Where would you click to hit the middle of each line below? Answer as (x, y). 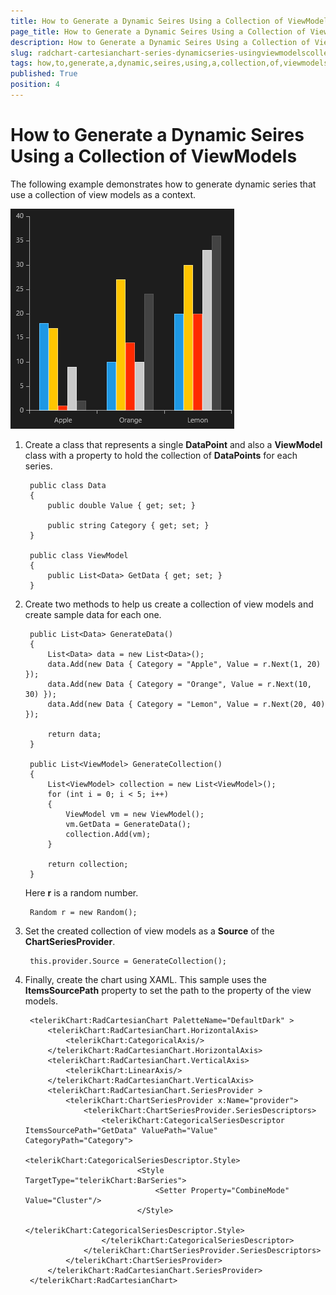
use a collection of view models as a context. (103, 194)
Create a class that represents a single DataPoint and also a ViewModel (173, 444)
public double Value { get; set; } (121, 505)
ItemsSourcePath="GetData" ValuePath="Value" (121, 1130)
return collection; (88, 864)
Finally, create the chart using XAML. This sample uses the (145, 979)
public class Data (68, 485)
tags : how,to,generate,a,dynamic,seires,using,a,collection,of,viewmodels (169, 63)
